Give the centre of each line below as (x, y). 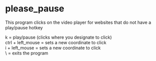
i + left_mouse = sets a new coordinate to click (53, 48)
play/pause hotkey (24, 27)
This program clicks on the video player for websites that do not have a (78, 22)
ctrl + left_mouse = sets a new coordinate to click (56, 42)
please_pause (35, 9)
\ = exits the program (27, 53)
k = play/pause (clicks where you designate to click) (59, 37)
